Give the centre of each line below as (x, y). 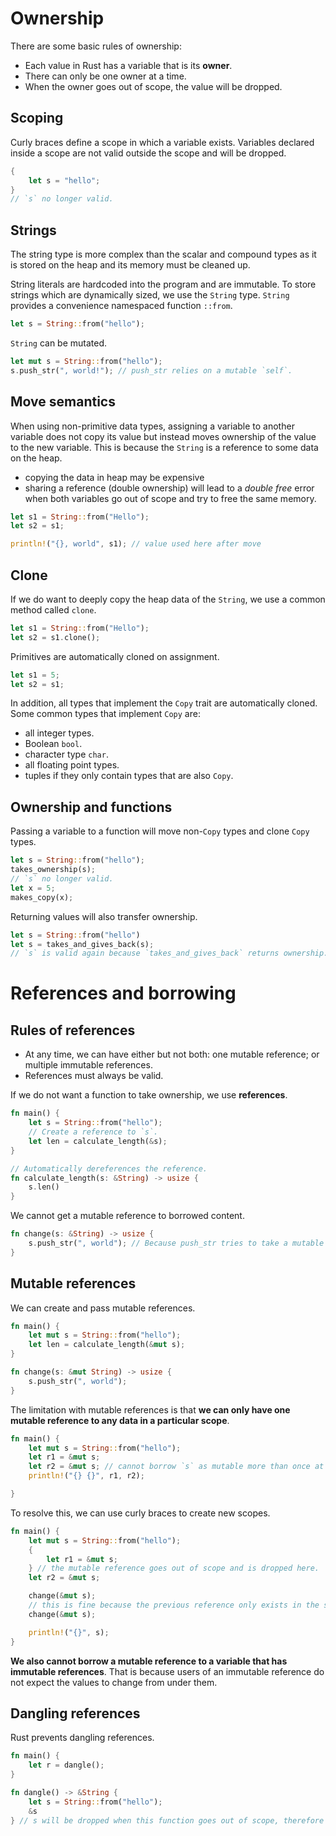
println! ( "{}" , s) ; (69, 1632)
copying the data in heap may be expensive (114, 477)
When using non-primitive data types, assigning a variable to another (152, 426)
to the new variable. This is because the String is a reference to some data (164, 447)
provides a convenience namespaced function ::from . (121, 306)
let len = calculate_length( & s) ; (98, 1141)
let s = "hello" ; (64, 180)
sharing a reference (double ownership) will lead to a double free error (169, 488)
